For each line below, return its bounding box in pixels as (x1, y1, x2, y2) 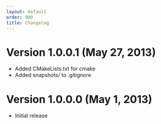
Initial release (14, 112, 48, 119)
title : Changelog (6, 20, 49, 26)
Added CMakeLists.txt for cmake (14, 65, 96, 72)
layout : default (6, 8, 47, 15)
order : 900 (6, 14, 33, 20)
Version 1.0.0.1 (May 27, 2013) (6, 45, 156, 59)
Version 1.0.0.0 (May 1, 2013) (6, 92, 153, 106)
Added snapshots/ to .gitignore (14, 72, 91, 79)
